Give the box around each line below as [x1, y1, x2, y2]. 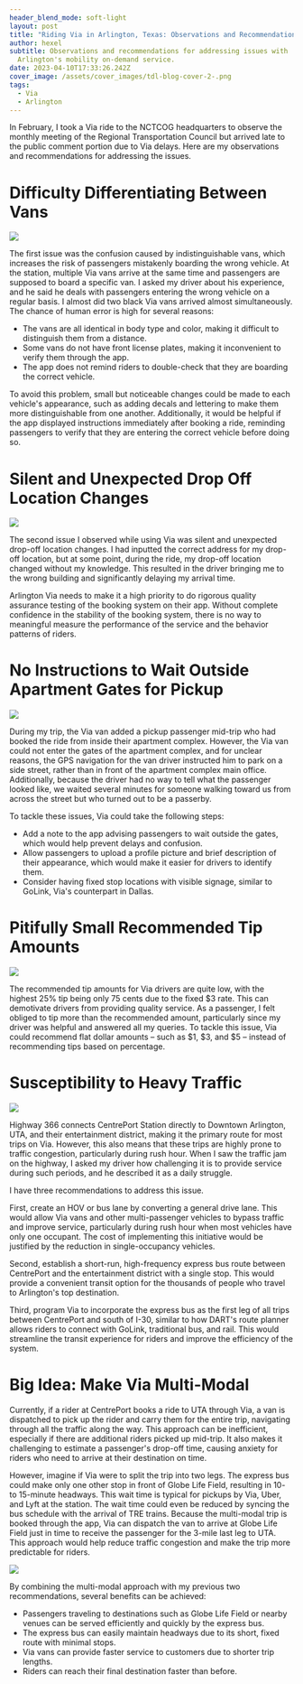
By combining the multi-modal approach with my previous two [9, 1581, 241, 1592]
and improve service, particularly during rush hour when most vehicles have [9, 1222, 292, 1233]
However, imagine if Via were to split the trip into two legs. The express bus [9, 1470, 290, 1481]
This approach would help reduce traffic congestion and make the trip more [9, 1537, 291, 1548]
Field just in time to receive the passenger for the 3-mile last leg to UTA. [9, 1528, 277, 1538]
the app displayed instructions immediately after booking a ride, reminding [9, 417, 286, 429]
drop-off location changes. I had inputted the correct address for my [9, 544, 264, 555]
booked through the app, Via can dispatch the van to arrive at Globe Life [9, 1518, 278, 1529]
